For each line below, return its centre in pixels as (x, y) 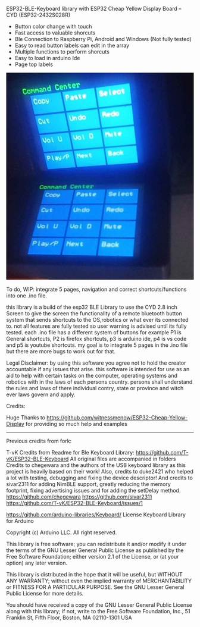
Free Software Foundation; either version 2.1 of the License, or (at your (93, 556)
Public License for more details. (45, 593)
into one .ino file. (27, 295)
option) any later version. (37, 563)
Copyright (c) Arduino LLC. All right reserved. (62, 532)
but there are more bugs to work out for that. (61, 351)
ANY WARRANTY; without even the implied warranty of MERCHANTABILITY (99, 581)
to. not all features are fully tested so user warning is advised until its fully (96, 326)
